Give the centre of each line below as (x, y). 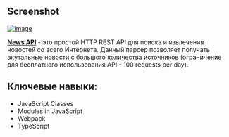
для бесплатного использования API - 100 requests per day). (98, 64)
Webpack (31, 118)
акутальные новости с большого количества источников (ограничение (114, 57)
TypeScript (33, 126)
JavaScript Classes (45, 103)
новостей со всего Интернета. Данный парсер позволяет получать (109, 49)
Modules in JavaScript (50, 111)
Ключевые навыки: (52, 87)
